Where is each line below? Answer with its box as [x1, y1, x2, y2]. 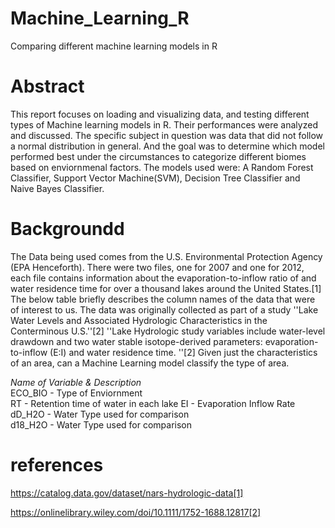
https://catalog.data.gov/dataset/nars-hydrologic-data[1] [10, 487, 244, 499]
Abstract [10, 75, 85, 98]
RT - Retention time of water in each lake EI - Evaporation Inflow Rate [10, 397, 296, 409]
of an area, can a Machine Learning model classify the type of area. [10, 357, 290, 369]
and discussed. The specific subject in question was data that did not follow [10, 129, 324, 141]
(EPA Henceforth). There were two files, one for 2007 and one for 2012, [10, 261, 305, 273]
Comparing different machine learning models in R [10, 40, 218, 52]
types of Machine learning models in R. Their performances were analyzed [10, 118, 318, 131]
